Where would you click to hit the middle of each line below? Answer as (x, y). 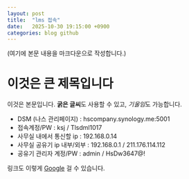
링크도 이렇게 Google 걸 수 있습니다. (56, 168)
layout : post (26, 13)
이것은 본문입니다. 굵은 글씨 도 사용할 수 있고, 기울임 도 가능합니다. (94, 104)
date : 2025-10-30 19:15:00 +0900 (58, 26)
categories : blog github (43, 33)
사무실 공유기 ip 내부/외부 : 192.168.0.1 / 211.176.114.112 (91, 145)
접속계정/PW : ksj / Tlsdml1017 (60, 128)
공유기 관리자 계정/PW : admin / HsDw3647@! (81, 153)
